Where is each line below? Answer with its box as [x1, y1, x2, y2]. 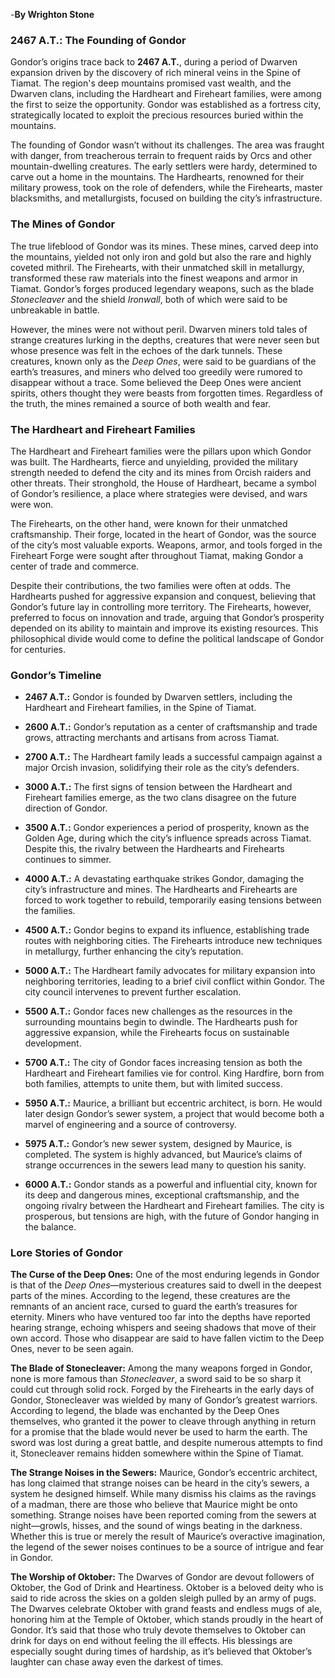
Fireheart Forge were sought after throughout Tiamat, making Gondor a [10, 549, 304, 561]
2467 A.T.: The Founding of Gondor [10, 33, 187, 47]
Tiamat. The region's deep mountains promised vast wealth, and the [10, 77, 292, 89]
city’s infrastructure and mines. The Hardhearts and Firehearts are [24, 884, 298, 896]
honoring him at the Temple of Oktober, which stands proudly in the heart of [10, 1614, 324, 1626]
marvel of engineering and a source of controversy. [24, 1119, 237, 1131]
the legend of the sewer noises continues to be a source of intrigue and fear [10, 1541, 324, 1553]
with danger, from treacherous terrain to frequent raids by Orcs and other [10, 150, 313, 162]
